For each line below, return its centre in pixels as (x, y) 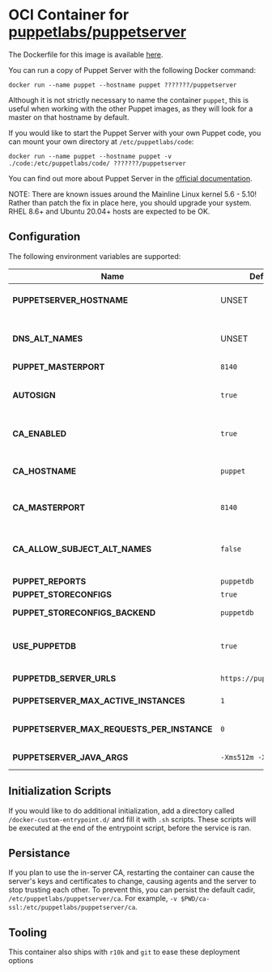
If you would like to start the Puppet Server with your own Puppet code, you (135, 133)
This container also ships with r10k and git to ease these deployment (124, 952)
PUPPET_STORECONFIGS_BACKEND (84, 613)
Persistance (39, 853)
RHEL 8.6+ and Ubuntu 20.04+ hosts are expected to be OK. (109, 211)
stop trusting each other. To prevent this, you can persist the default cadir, (132, 890)
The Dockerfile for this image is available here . (86, 54)
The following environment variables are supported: (95, 256)
